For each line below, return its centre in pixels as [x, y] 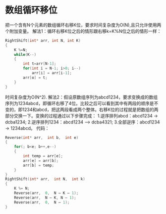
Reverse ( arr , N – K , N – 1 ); [45, 198]
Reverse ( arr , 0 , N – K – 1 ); [46, 193]
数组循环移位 [31, 10]
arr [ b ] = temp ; [39, 165]
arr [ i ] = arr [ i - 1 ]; [52, 73]
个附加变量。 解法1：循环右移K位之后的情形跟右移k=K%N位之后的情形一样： [83, 31]
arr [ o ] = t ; [35, 78]
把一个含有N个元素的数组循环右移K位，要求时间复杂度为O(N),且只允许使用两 [83, 25]
